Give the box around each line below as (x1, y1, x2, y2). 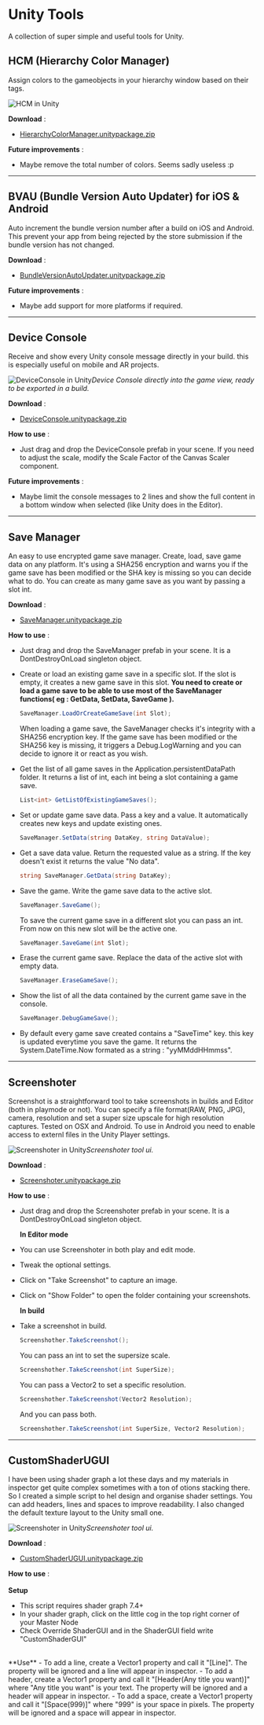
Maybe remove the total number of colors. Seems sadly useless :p (19, 160, 234, 169)
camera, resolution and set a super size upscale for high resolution (8, 1113, 225, 1122)
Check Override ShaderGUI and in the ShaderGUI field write (19, 1626, 214, 1635)
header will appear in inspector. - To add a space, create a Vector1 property (8, 1691, 253, 1701)
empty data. (19, 961, 59, 971)
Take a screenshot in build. (19, 1321, 108, 1330)
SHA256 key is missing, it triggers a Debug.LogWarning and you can (19, 741, 242, 750)
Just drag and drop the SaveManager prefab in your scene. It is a (19, 646, 231, 655)
